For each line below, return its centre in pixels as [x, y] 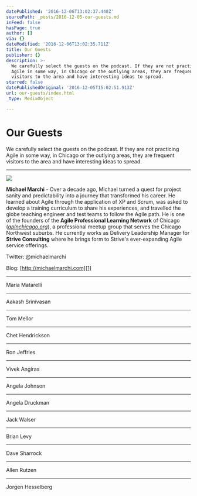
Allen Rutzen [21, 470]
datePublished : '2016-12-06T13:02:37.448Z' [60, 11]
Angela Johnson [26, 386]
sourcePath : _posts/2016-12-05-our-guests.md [62, 17]
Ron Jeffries [21, 352]
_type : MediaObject [30, 98]
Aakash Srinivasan [28, 302]
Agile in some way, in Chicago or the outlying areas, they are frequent [90, 155]
